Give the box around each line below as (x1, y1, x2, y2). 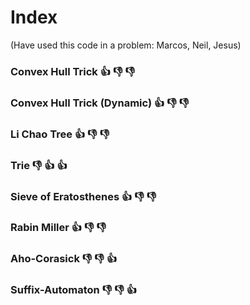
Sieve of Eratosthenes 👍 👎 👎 (10, 189, 157, 203)
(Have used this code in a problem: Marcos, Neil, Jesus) (10, 39, 242, 51)
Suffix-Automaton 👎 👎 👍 (10, 283, 138, 297)
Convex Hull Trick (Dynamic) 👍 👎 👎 (10, 96, 190, 110)
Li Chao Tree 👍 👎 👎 (10, 127, 110, 141)
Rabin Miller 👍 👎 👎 (10, 221, 107, 235)
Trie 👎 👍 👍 (10, 158, 68, 172)
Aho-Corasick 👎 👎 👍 (10, 252, 118, 266)
